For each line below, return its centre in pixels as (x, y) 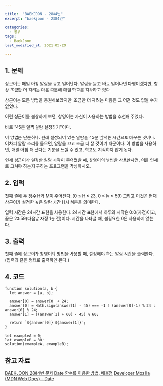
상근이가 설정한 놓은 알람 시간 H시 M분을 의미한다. (53, 202)
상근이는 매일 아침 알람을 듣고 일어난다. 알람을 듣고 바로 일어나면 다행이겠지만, (79, 83)
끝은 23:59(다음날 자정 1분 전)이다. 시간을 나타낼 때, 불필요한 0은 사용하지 (75, 218)
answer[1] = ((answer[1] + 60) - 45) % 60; (54, 314)
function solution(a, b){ (31, 289)
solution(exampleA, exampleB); (37, 344)
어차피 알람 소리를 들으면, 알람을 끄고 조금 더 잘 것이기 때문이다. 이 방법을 (74, 143)
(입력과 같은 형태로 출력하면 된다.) (37, 260)
